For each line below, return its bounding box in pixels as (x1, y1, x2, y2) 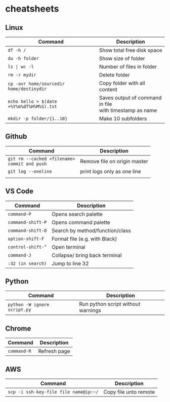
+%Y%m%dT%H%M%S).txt (8, 104, 57, 109)
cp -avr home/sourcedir (8, 81, 65, 87)
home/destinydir (8, 86, 47, 92)
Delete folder (99, 71, 130, 78)
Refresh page (38, 348, 70, 355)
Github (5, 132, 27, 141)
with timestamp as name (99, 107, 157, 114)
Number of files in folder (99, 63, 157, 70)
